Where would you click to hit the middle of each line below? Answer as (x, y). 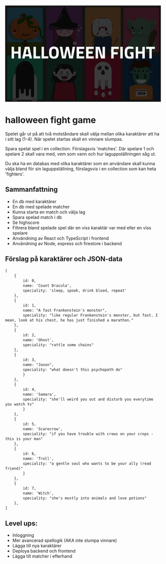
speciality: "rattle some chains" (58, 345)
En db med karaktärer (34, 201)
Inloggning (23, 535)
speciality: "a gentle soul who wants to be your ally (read (87, 464)
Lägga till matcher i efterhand (42, 556)
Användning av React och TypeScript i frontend (61, 238)
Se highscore (26, 222)
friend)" (14, 469)
